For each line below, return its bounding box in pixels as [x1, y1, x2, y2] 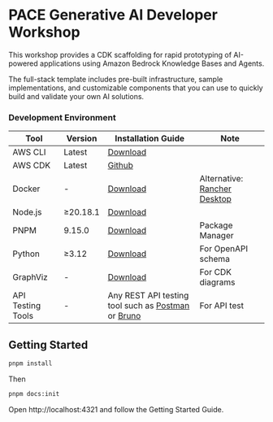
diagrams [199, 276, 236, 288]
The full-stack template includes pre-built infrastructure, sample [8, 74, 223, 84]
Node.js [12, 207, 42, 218]
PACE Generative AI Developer [8, 6, 218, 24]
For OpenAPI [199, 243, 249, 255]
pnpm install [8, 359, 53, 368]
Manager [199, 230, 234, 241]
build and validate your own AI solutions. [8, 91, 145, 101]
